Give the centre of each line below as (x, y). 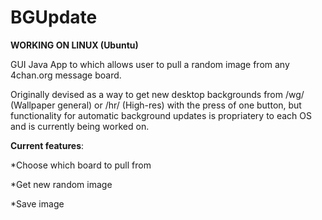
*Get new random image (61, 184)
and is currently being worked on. (80, 126)
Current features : (47, 145)
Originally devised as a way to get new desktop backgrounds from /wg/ (157, 94)
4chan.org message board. (66, 75)
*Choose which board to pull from (81, 165)
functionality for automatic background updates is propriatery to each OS (161, 115)
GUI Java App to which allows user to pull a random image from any (150, 64)
